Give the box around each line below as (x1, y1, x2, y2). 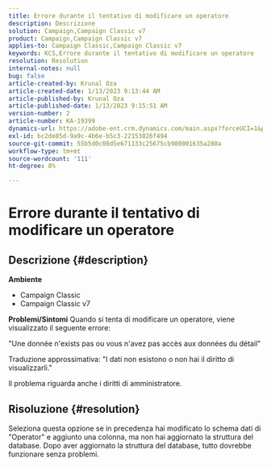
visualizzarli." (8, 363, 52, 372)
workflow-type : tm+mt (8, 147, 81, 155)
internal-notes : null (8, 65, 81, 73)
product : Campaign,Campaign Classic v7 (8, 34, 143, 43)
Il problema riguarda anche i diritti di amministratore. (8, 379, 182, 389)
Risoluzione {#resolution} (8, 402, 140, 416)
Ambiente (8, 275, 43, 284)
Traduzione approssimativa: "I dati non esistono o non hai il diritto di (8, 355, 235, 364)
